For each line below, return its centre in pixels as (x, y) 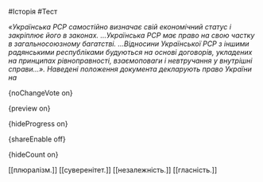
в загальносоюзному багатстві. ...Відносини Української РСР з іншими (129, 44)
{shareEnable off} (37, 139)
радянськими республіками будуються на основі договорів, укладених (130, 52)
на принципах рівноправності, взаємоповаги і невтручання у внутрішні (130, 60)
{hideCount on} (33, 155)
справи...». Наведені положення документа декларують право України (130, 69)
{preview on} (29, 108)
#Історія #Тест (33, 12)
